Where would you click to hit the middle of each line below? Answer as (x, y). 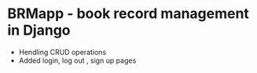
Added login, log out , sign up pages (77, 60)
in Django (39, 30)
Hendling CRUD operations (62, 52)
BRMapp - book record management (128, 14)
